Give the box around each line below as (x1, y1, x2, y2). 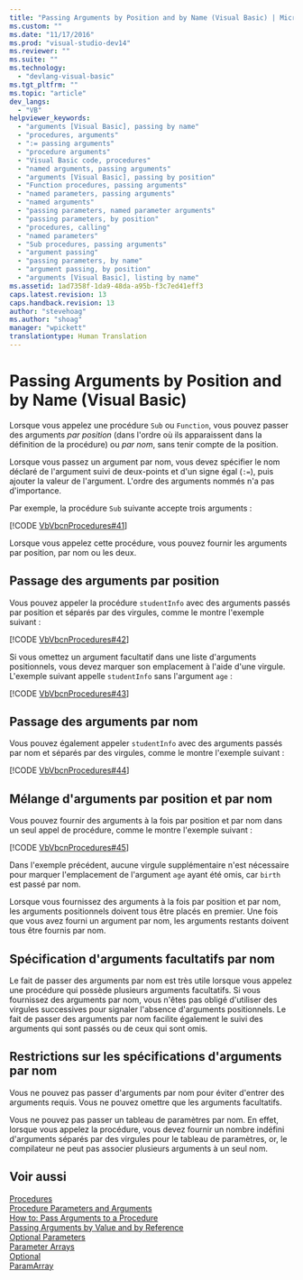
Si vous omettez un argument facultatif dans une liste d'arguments (9, 651, 257, 662)
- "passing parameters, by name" (17, 256, 143, 266)
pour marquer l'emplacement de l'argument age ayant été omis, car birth (9, 870, 281, 880)
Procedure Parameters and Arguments (9, 1202, 152, 1213)
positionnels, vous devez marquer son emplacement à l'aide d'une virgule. (9, 660, 286, 672)
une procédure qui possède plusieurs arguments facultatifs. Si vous (9, 985, 262, 996)
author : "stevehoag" (9, 307, 87, 316)
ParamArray (9, 1260, 54, 1271)
